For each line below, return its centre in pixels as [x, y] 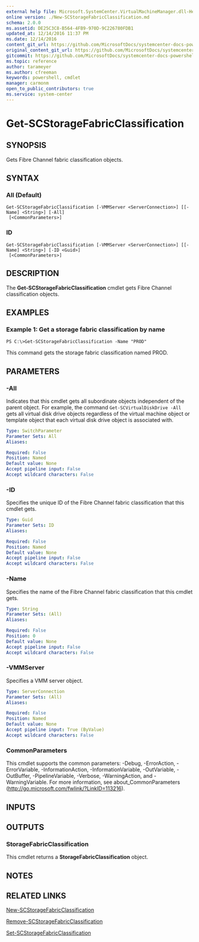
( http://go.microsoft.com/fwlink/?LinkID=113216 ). [66, 789]
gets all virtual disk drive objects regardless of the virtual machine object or [98, 414]
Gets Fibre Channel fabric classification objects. [65, 159]
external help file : [32, 12]
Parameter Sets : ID [30, 526]
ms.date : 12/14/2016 [32, 39]
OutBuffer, [19, 776]
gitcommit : [20, 56]
